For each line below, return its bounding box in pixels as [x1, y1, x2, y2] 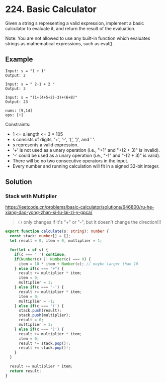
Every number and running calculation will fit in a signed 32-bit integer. [12, 163, 160, 169]
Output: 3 [5, 86, 26, 91]
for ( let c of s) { [10, 247, 49, 252]
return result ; [10, 368, 42, 373]
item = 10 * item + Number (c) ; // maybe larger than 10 [18, 261, 138, 266]
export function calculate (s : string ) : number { [5, 229, 109, 234]
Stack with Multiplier [5, 193, 57, 200]
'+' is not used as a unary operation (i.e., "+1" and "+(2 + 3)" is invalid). [12, 147, 160, 153]
